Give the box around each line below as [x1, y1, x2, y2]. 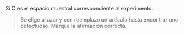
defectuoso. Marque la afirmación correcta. [20, 23, 127, 29]
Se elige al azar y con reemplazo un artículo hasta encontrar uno [20, 16, 179, 23]
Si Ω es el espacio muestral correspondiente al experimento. [5, 5, 154, 12]
